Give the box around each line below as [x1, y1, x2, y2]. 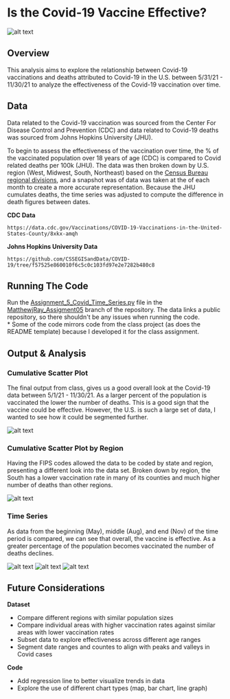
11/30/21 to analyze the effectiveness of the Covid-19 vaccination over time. [7, 80, 221, 89]
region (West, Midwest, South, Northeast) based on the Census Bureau [7, 168, 208, 177]
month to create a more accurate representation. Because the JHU [7, 183, 196, 191]
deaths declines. [7, 548, 54, 557]
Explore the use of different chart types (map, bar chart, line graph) [16, 684, 208, 692]
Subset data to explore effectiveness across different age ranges [16, 636, 201, 644]
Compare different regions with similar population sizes [16, 614, 174, 622]
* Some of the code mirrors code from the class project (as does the [7, 320, 201, 329]
